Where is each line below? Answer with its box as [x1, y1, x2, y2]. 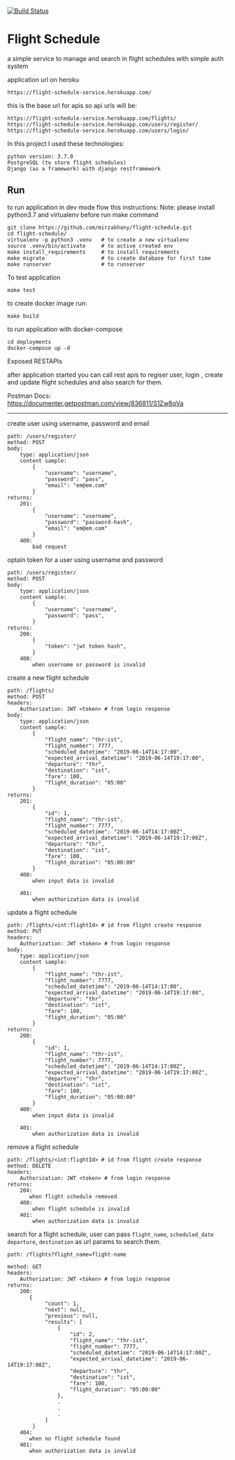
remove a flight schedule [7, 1142, 79, 1151]
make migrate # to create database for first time [7, 255, 211, 262]
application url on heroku [7, 75, 79, 83]
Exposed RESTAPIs [7, 356, 63, 365]
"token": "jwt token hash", [44, 643, 127, 650]
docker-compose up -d [7, 344, 71, 351]
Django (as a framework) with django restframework [7, 165, 161, 172]
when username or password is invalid [32, 661, 145, 668]
